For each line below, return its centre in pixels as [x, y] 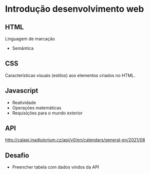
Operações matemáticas [37, 108]
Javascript [22, 91]
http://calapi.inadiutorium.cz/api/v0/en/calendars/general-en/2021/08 [75, 140]
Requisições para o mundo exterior [47, 113]
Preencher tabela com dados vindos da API [56, 167]
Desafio [17, 155]
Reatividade [24, 102]
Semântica [23, 48]
